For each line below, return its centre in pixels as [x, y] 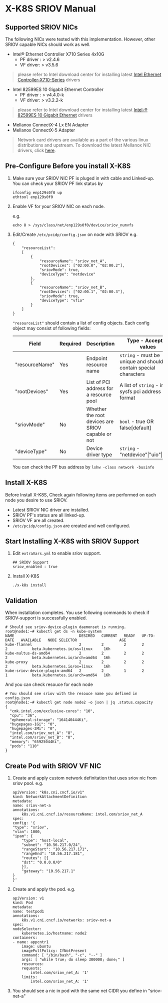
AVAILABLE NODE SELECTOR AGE [73, 640]
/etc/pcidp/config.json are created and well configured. [71, 525]
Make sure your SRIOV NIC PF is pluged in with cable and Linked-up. [83, 178]
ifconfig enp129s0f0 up [37, 192]
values [148, 346]
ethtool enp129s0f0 [33, 197]
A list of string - [139, 385]
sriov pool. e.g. [28, 783]
